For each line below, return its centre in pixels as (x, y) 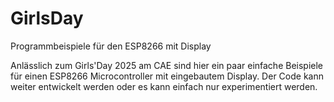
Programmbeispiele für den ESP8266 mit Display (111, 46)
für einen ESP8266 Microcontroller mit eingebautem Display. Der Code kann (167, 76)
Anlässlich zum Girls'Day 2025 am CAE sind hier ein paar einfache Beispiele (167, 65)
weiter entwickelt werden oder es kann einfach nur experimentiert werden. (164, 86)
